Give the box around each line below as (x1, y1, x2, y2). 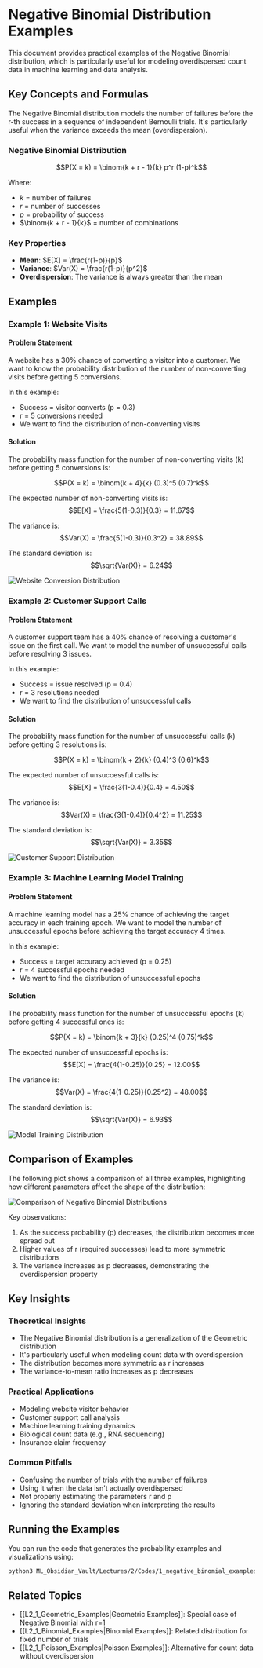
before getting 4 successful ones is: (8, 1017, 124, 1026)
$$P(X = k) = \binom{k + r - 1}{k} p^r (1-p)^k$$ (56, 163, 207, 172)
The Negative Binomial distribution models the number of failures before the (8, 108, 254, 118)
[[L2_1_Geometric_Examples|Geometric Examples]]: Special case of (19, 1610, 237, 1619)
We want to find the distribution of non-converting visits (19, 419, 200, 429)
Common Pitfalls (8, 1457, 73, 1468)
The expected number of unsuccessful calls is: (8, 770, 159, 780)
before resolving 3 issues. (8, 649, 92, 659)
